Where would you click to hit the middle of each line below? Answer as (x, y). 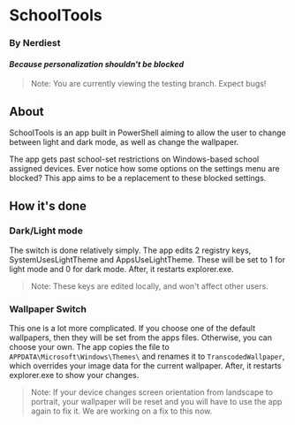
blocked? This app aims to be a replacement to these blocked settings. (138, 178)
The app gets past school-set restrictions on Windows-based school (134, 159)
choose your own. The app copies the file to (89, 347)
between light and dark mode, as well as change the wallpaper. (124, 142)
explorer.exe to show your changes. (74, 376)
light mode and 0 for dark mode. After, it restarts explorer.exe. (121, 269)
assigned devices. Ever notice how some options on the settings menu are (144, 169)
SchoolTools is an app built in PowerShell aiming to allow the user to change (147, 133)
